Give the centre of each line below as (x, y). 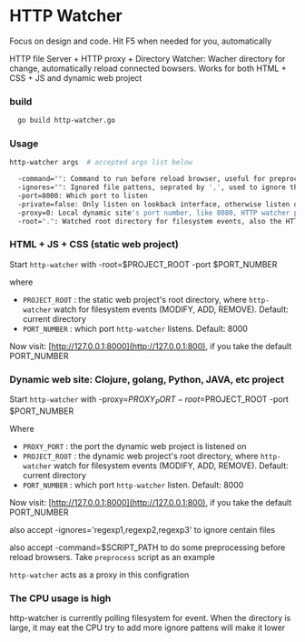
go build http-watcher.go (67, 120)
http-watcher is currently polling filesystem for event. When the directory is (150, 618)
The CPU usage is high (60, 598)
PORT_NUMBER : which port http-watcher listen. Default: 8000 (133, 485)
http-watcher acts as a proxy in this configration (99, 575)
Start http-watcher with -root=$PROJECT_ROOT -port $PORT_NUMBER (143, 264)
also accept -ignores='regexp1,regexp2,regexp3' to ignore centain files (142, 529)
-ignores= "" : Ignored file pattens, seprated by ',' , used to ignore (152, 187)
